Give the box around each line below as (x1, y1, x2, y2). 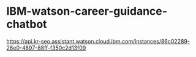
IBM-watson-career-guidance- (6, 4, 167, 18)
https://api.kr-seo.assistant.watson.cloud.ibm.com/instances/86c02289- (6, 37, 190, 45)
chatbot (6, 17, 47, 31)
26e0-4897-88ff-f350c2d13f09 (6, 44, 86, 51)
